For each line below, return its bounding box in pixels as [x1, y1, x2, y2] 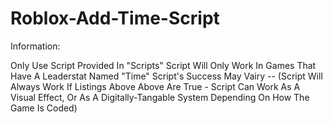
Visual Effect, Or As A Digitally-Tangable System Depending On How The [10, 91, 310, 103]
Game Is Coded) [10, 102, 78, 114]
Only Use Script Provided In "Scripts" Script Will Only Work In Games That [10, 59, 317, 71]
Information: [10, 40, 61, 52]
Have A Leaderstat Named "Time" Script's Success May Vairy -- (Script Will [10, 70, 323, 82]
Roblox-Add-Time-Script [10, 7, 220, 30]
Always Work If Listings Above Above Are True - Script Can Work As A [10, 80, 301, 92]
